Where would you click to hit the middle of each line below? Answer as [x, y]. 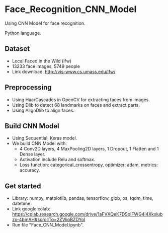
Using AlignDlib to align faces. [43, 110]
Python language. [23, 33]
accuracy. [30, 170]
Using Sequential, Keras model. [45, 138]
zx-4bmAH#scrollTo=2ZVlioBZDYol [49, 219]
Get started [23, 186]
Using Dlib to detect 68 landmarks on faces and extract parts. [76, 105]
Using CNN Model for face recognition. [45, 23]
